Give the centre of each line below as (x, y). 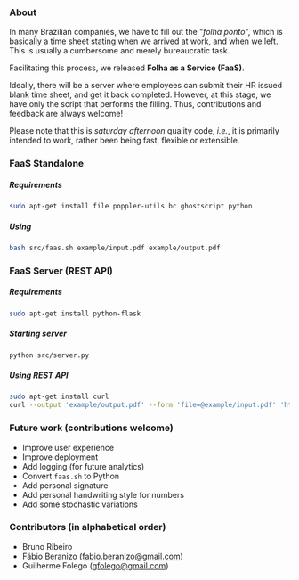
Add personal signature (65, 485)
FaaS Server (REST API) (61, 271)
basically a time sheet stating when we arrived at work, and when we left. (144, 41)
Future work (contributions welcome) (91, 428)
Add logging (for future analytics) (83, 466)
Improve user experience (68, 447)
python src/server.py (49, 355)
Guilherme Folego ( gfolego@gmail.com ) (95, 565)
